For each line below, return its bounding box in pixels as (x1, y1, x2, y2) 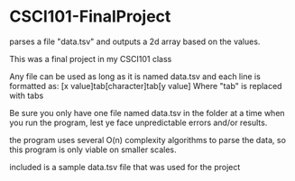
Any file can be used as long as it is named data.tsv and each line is (9, 70, 262, 82)
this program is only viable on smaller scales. (9, 144, 177, 155)
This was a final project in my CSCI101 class (9, 53, 172, 64)
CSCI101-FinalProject (9, 6, 171, 27)
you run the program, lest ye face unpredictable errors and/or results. (9, 117, 268, 128)
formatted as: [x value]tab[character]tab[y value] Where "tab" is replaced (9, 80, 282, 91)
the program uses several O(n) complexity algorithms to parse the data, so (9, 134, 287, 145)
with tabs (9, 90, 44, 101)
